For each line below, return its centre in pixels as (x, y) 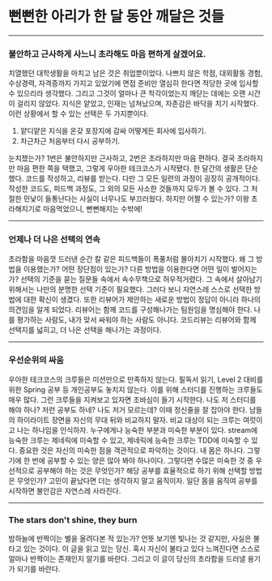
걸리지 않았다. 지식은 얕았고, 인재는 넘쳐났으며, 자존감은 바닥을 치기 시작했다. (138, 104)
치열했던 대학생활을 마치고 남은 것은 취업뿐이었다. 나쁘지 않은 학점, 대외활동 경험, (136, 73)
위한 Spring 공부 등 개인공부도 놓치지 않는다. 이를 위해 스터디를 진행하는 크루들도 (136, 389)
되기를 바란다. (38, 569)
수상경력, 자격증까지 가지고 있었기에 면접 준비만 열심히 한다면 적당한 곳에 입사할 (134, 83)
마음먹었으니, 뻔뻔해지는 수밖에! (93, 209)
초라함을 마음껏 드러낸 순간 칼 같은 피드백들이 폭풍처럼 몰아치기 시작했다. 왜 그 (132, 258)
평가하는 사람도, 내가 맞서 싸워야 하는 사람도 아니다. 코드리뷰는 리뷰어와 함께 (136, 319)
